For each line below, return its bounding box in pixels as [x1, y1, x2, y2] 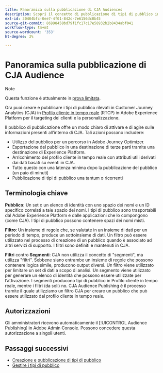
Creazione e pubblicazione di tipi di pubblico [12, 357, 101, 363]
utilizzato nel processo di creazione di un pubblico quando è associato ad [5, 237, 152, 243]
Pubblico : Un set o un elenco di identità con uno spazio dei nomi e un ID [5, 202, 150, 208]
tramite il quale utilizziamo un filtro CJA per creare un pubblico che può [5, 288, 147, 294]
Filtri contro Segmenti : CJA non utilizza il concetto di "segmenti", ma [5, 252, 143, 257]
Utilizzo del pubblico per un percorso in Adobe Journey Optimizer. [12, 139, 145, 145]
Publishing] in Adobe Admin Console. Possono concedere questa [5, 325, 136, 331]
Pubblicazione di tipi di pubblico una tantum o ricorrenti [12, 175, 123, 181]
